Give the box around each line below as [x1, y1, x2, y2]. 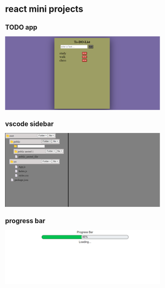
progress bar [5, 217, 46, 225]
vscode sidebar [5, 120, 54, 128]
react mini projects [5, 3, 83, 15]
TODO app [5, 23, 38, 32]
